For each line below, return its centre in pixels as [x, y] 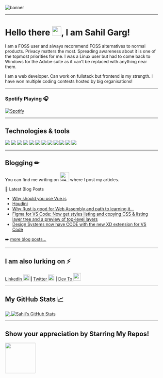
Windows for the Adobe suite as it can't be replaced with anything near [76, 61]
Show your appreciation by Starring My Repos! [77, 334]
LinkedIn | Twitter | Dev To [39, 279]
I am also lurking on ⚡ [38, 262]
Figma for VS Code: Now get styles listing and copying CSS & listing [80, 214]
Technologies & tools [37, 131]
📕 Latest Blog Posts [24, 189]
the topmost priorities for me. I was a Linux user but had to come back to [78, 56]
